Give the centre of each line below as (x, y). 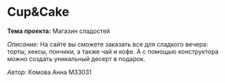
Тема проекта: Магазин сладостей (58, 31)
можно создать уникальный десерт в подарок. (76, 58)
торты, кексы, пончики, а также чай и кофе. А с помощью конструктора (113, 51)
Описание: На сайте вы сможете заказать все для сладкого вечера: (108, 44)
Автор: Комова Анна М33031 (50, 72)
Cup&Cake (38, 12)
